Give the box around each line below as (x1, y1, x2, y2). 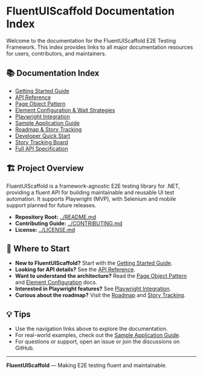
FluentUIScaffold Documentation (6, 4, 175, 18)
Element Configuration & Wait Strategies (14, 106, 115, 114)
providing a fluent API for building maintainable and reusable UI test (6, 188, 175, 196)
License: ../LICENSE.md (14, 226, 76, 233)
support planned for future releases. (6, 201, 97, 209)
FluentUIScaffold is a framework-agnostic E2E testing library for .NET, (6, 182, 180, 190)
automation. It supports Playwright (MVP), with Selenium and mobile (6, 195, 176, 202)
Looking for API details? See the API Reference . (14, 266, 136, 273)
